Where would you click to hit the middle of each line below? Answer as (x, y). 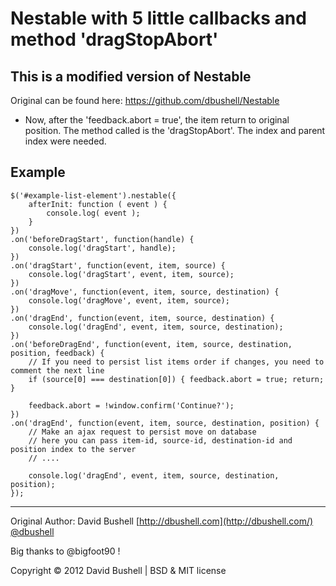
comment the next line (57, 370)
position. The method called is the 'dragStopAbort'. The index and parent (175, 130)
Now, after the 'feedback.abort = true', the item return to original (157, 120)
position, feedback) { (57, 353)
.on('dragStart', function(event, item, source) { (118, 265)
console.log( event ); (93, 213)
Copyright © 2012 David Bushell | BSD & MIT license (118, 570)
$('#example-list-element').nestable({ (93, 195)
